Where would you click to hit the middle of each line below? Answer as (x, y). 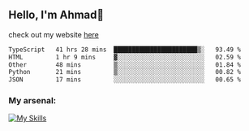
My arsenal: (32, 101)
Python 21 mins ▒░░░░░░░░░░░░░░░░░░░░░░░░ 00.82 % (125, 72)
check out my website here (54, 34)
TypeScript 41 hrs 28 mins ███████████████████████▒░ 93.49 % (125, 50)
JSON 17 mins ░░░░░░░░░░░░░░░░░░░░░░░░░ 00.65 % (125, 80)
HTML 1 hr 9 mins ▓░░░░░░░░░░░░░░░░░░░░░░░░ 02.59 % (125, 57)
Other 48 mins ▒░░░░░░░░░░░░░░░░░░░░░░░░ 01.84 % (125, 65)
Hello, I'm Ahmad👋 (56, 15)
